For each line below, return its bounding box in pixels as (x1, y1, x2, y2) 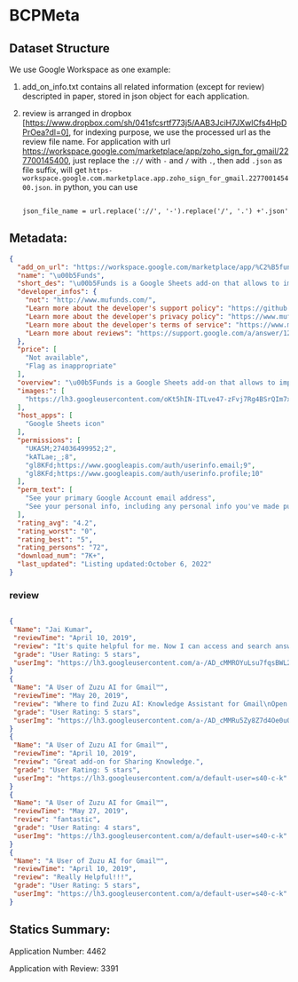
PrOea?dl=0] (21, 127, 69, 138)
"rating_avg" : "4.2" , (17, 519, 98, 527)
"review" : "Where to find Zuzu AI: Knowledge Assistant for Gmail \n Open (12, 699, 288, 709)
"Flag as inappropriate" (25, 361, 117, 371)
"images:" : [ (17, 386, 66, 395)
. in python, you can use (50, 182, 138, 192)
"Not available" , (25, 353, 90, 362)
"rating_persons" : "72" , (17, 543, 109, 552)
